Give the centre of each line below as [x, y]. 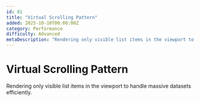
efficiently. [19, 92]
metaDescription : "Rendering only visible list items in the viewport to [100, 40]
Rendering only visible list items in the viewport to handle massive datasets [99, 86]
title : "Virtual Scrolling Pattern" [52, 17]
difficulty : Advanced [33, 34]
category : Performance [34, 28]
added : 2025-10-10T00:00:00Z [43, 23]
